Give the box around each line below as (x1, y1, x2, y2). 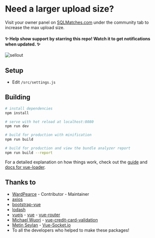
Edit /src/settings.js (12, 79, 56, 85)
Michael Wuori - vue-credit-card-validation (12, 217, 98, 222)
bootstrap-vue (12, 201, 41, 207)
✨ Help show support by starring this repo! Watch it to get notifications (5, 35, 151, 42)
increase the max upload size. (5, 24, 65, 30)
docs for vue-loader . (5, 164, 46, 170)
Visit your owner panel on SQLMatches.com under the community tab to (5, 19, 149, 25)
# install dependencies (5, 106, 53, 111)
